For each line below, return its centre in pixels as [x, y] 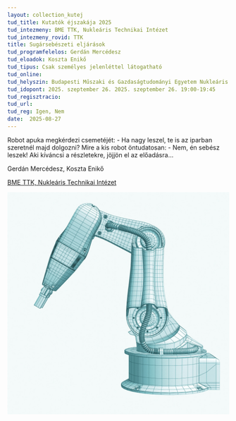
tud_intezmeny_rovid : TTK [45, 37]
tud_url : [20, 104]
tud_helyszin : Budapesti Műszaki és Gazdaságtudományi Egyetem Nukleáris [118, 82]
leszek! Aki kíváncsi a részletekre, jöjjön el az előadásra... [91, 154]
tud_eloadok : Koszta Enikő [47, 60]
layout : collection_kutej [45, 15]
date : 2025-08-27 [34, 119]
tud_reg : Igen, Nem [36, 112]
